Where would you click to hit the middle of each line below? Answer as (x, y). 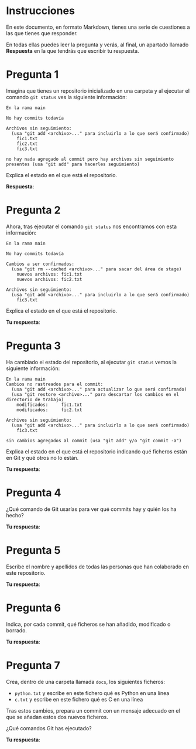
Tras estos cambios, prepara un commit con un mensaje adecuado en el (93, 710)
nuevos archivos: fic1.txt (49, 274)
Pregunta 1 (32, 75)
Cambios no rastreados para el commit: (55, 384)
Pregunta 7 (33, 665)
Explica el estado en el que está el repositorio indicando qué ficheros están (97, 451)
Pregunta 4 (34, 492)
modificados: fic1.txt (49, 405)
